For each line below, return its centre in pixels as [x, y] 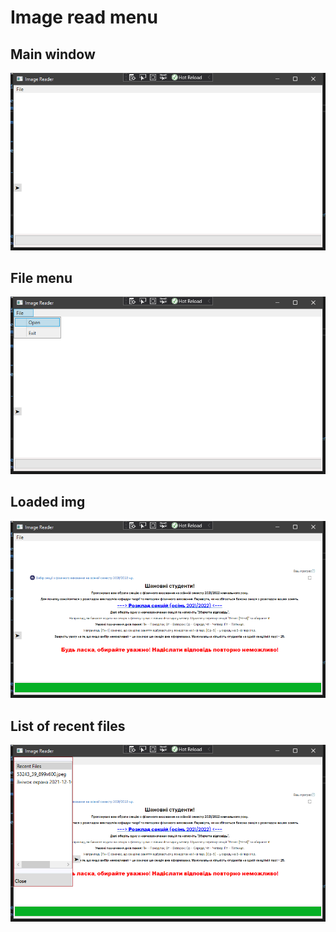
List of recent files [68, 726]
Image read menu [84, 17]
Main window [53, 54]
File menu [41, 277]
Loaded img [48, 502]
